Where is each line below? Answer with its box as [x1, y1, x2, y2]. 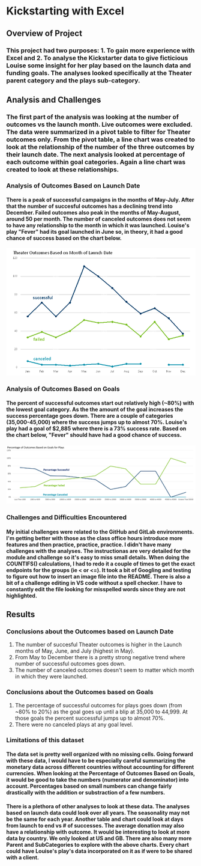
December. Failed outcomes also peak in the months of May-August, [6, 209, 181, 216]
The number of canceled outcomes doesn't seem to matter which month [14, 666, 195, 674]
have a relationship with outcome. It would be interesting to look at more [6, 828, 190, 835]
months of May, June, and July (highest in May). [14, 647, 135, 654]
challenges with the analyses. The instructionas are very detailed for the [6, 547, 191, 554]
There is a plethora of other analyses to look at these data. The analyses [6, 802, 190, 810]
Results [6, 609, 35, 620]
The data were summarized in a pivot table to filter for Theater [6, 127, 191, 136]
